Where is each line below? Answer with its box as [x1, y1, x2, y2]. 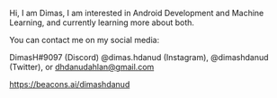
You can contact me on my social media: [9, 35, 160, 45]
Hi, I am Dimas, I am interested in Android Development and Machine [9, 8, 264, 18]
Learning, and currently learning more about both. [9, 17, 195, 28]
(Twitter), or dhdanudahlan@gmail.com [9, 62, 155, 72]
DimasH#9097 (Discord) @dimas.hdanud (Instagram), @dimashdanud [9, 52, 269, 62]
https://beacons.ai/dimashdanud [9, 79, 130, 89]
